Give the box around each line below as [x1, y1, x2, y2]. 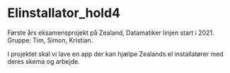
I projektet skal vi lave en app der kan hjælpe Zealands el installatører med [7, 50, 224, 58]
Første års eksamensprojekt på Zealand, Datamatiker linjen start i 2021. [7, 28, 214, 37]
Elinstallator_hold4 [7, 5, 120, 21]
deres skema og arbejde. [7, 57, 80, 65]
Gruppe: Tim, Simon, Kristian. [7, 35, 93, 44]
